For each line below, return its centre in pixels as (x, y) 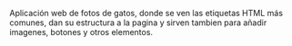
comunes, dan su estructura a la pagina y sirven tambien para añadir (138, 23)
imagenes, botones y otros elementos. (81, 32)
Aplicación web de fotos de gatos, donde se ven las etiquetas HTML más (146, 13)
